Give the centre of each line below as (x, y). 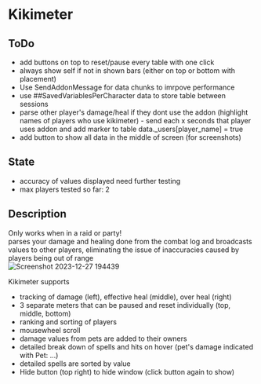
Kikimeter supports (39, 281)
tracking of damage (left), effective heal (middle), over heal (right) (125, 297)
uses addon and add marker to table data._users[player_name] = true (131, 129)
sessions (34, 104)
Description (37, 214)
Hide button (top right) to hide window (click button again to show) (127, 371)
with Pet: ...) (39, 355)
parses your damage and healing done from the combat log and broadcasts (130, 241)
